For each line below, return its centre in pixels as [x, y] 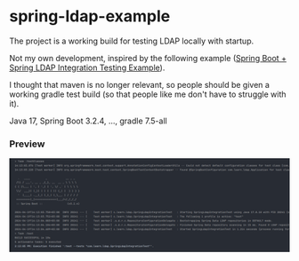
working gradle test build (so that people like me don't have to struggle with [148, 94]
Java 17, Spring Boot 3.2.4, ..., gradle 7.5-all [88, 121]
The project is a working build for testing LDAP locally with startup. [132, 41]
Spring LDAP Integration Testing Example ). [87, 67]
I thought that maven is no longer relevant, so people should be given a [139, 84]
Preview [27, 144]
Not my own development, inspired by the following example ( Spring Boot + [148, 58]
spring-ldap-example [90, 16]
